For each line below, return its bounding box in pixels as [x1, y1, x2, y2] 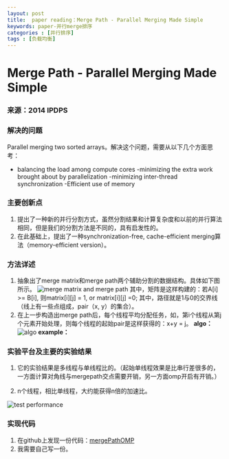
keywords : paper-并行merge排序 [7, 23, 93, 30]
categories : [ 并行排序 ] [7, 29, 74, 36]
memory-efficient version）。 [29, 240, 111, 249]
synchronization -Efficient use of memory [17, 179, 135, 188]
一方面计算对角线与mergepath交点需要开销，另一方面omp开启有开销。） [17, 372, 221, 381]
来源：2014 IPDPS [7, 106, 68, 115]
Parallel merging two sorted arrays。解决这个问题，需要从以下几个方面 [7, 142, 208, 151]
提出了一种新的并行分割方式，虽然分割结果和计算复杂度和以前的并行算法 [17, 214, 222, 223]
